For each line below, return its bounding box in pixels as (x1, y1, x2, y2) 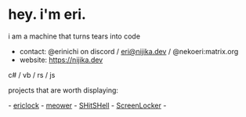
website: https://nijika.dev (19, 55, 103, 64)
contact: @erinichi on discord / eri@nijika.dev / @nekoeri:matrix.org (19, 46, 239, 56)
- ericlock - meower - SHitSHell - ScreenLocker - (8, 101, 167, 110)
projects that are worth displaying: (8, 85, 119, 95)
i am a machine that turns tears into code (8, 31, 141, 41)
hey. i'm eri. (8, 5, 86, 24)
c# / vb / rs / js (8, 70, 56, 79)
